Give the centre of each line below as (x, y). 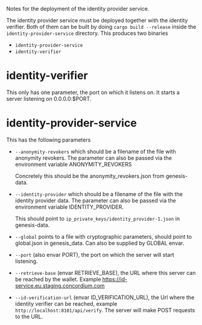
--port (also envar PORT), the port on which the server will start (95, 254)
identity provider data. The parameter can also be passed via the (95, 200)
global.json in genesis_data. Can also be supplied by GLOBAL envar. (99, 243)
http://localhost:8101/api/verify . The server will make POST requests (105, 310)
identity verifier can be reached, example (66, 303)
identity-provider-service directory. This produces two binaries (87, 33)
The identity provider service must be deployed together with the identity (97, 20)
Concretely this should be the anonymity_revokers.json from (90, 176)
